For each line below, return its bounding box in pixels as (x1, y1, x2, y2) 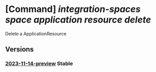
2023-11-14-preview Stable (5, 60, 73, 67)
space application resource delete (5, 14, 151, 25)
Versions (5, 45, 34, 53)
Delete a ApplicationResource (5, 30, 67, 36)
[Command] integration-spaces (5, 3, 141, 15)
